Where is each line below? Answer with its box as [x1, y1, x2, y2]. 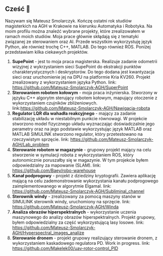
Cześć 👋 [5, 5, 31, 13]
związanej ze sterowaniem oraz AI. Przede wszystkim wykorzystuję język [5, 39, 152, 44]
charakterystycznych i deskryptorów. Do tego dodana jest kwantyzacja [12, 69, 155, 75]
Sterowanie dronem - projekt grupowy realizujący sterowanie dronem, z [12, 235, 158, 241]
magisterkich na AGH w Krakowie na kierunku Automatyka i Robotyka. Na [5, 23, 152, 29]
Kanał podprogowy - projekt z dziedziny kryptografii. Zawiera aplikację [12, 172, 156, 178]
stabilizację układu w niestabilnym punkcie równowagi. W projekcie [12, 115, 147, 121]
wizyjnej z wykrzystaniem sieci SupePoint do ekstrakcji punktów [12, 64, 142, 69]
